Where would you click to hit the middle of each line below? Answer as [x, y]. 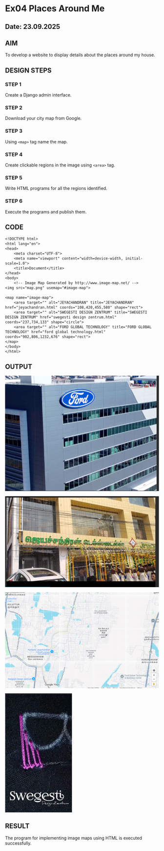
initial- [134, 259]
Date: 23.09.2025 [32, 27]
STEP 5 [14, 178]
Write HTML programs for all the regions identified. [56, 189]
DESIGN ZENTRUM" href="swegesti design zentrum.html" [61, 317]
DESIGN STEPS [29, 70]
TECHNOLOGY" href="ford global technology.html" [55, 332]
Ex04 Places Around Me [55, 9]
